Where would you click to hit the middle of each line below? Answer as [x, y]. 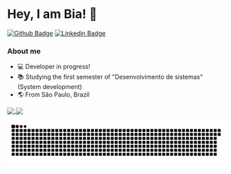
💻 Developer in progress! [54, 67]
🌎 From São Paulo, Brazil [53, 95]
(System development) [49, 87]
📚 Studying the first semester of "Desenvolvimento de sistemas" [110, 77]
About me [24, 51]
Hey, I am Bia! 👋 [52, 14]
